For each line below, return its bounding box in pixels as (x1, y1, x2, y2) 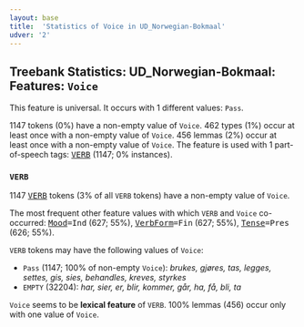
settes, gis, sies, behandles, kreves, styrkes (22, 272, 187, 283)
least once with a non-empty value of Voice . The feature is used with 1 (9, 139, 273, 150)
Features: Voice (9, 78, 98, 94)
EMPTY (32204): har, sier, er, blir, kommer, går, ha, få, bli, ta (22, 281, 241, 292)
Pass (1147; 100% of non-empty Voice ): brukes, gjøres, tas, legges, (22, 262, 272, 273)
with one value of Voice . (9, 309, 100, 320)
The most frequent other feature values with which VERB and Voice (9, 208, 258, 219)
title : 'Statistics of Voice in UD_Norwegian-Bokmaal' (9, 22, 226, 31)
